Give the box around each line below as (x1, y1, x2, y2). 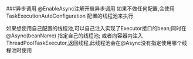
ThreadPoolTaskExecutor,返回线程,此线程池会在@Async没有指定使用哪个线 (6, 40, 188, 46)
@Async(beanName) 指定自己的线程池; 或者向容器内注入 (6, 32, 143, 39)
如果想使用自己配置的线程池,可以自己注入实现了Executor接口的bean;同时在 (6, 25, 187, 32)
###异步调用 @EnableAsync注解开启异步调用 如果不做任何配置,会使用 (6, 5, 175, 12)
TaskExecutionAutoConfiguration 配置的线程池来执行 (6, 12, 134, 19)
